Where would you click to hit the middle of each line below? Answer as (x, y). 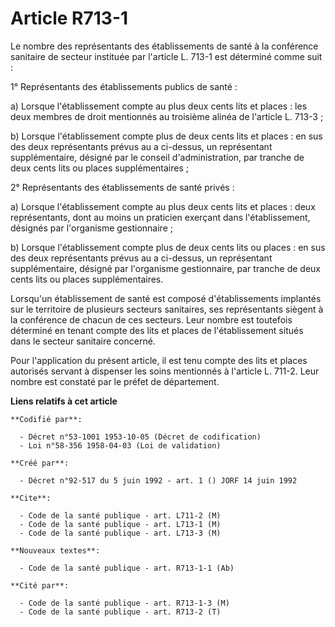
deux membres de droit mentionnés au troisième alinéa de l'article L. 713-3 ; (167, 116)
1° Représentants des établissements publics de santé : (124, 86)
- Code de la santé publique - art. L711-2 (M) (120, 515)
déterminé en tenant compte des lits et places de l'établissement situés (157, 330)
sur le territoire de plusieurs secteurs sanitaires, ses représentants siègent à (167, 309)
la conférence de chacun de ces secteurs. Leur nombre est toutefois (151, 319)
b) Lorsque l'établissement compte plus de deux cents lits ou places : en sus (168, 247)
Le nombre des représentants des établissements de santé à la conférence (164, 46)
